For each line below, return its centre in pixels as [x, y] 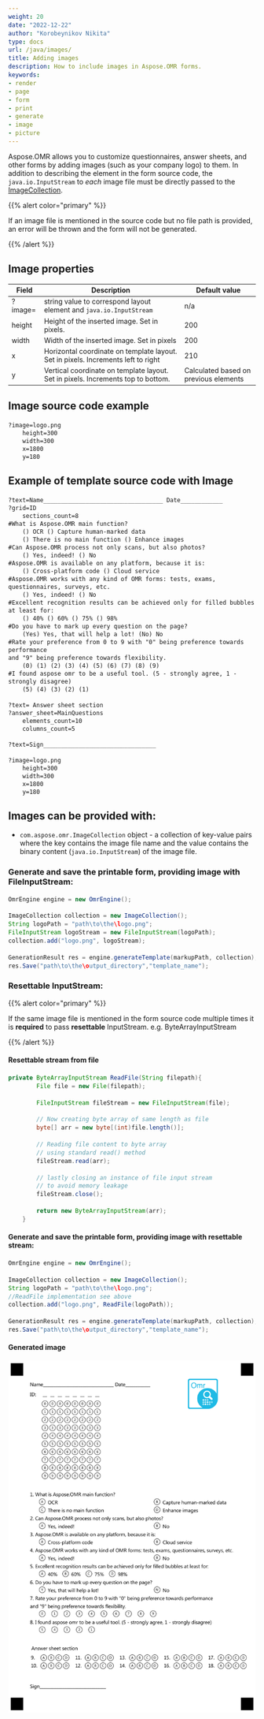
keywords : [24, 75]
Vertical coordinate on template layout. [106, 371]
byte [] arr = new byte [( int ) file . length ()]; [110, 1128]
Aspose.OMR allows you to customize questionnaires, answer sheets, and [128, 156]
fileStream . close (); [70, 1195]
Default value [218, 290]
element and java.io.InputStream [98, 310]
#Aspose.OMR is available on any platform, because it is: [107, 563]
